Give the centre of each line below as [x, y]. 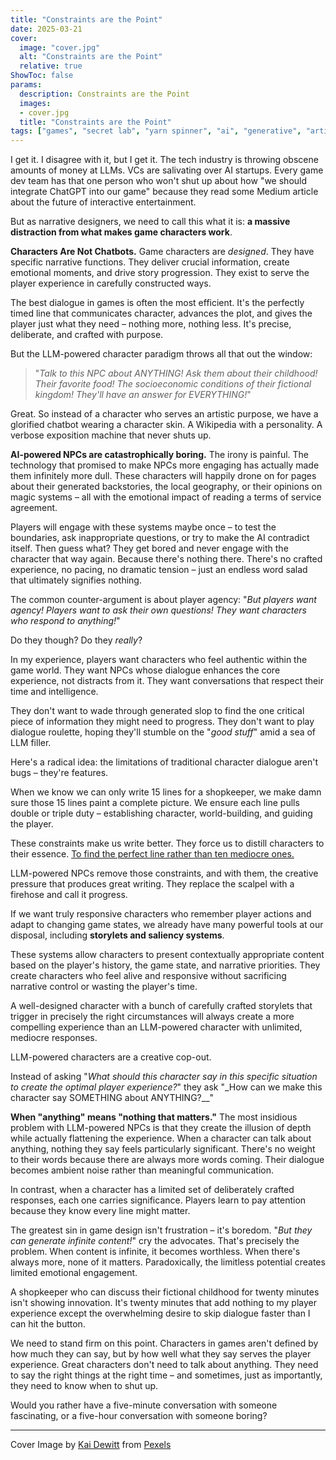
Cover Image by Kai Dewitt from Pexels [91, 1445]
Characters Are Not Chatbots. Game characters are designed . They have [162, 252]
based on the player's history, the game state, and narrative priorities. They [165, 965]
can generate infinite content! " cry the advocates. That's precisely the [155, 1241]
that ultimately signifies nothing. [76, 580]
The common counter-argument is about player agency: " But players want [163, 600]
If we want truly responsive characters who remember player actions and [161, 914]
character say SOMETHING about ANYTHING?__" [112, 1098]
